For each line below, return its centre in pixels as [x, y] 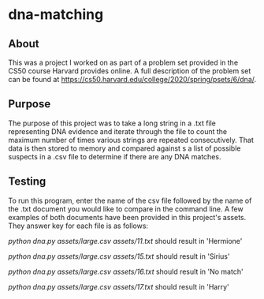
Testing [27, 182]
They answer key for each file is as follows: [78, 226]
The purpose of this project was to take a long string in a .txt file [112, 123]
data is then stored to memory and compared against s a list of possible [125, 148]
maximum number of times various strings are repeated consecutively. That [131, 140]
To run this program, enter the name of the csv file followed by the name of [130, 200]
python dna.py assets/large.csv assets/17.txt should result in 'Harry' [119, 286]
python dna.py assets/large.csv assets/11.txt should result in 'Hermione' [125, 241]
